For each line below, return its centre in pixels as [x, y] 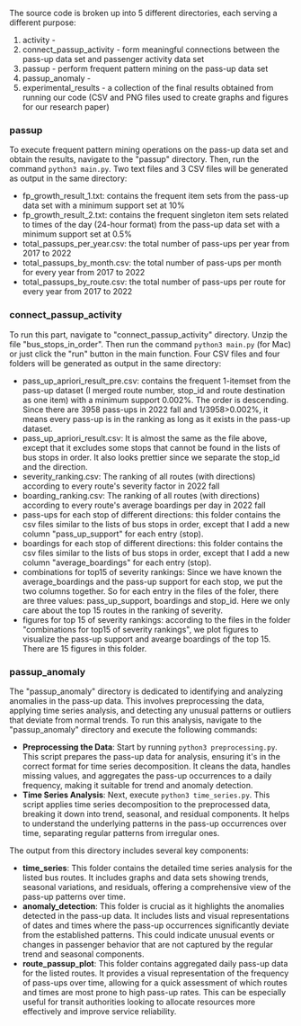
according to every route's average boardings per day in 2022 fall [144, 505]
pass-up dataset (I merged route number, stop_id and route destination [154, 390]
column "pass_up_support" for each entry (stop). [113, 534]
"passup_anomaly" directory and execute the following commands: [133, 729]
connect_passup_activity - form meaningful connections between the [151, 49]
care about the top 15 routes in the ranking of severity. [122, 610]
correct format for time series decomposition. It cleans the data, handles [156, 766]
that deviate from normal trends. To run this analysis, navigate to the [136, 720]
